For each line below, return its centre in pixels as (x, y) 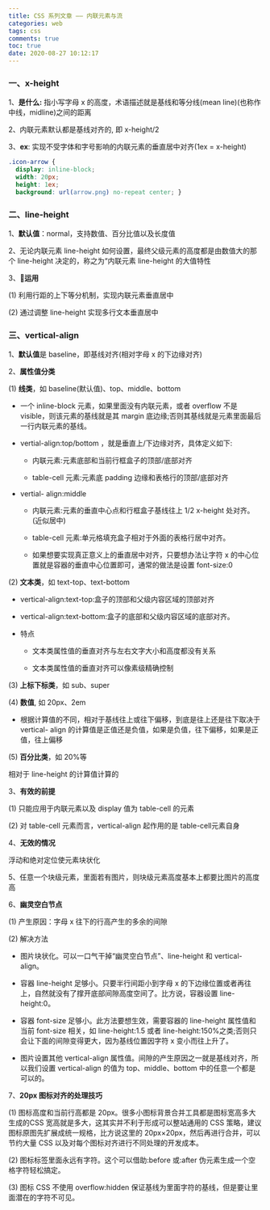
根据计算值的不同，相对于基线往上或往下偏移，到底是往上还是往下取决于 (140, 719)
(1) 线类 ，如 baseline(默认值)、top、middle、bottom (95, 389)
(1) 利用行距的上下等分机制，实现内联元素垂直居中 (91, 295)
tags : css (25, 31)
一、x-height (34, 83)
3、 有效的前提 (32, 791)
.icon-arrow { (32, 162)
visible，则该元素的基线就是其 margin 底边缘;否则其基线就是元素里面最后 (141, 416)
